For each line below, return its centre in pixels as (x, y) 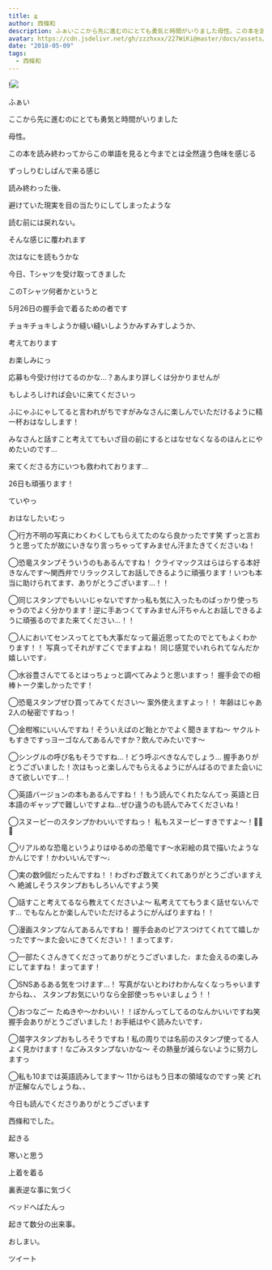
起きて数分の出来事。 (44, 1224)
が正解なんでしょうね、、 (49, 1086)
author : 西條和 (32, 23)
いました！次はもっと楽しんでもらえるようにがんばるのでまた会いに (149, 767)
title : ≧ (23, 16)
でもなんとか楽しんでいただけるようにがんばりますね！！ (119, 912)
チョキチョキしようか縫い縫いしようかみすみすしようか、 (104, 326)
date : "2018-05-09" (41, 46)
